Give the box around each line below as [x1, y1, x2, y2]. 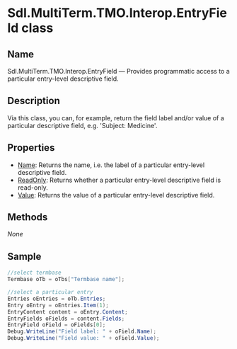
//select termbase [7, 269, 62, 277]
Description [7, 95, 60, 107]
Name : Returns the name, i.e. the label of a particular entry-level [17, 161, 205, 169]
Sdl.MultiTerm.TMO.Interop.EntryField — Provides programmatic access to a [7, 67, 230, 75]
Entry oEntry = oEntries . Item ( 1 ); [7, 302, 110, 309]
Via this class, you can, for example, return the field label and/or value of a [7, 113, 224, 122]
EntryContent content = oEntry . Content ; [7, 308, 129, 316]
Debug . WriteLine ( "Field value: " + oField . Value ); [7, 335, 160, 342]
